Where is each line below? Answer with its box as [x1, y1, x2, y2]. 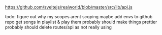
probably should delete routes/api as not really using [5, 24, 112, 30]
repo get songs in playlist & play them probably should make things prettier [5, 19, 158, 25]
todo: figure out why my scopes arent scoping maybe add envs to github [5, 14, 153, 19]
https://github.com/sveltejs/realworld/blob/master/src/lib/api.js [5, 4, 133, 10]
